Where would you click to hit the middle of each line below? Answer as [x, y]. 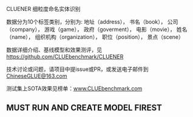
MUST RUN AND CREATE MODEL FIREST [84, 108]
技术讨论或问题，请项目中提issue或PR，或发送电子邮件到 [77, 69]
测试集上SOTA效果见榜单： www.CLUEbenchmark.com [74, 89]
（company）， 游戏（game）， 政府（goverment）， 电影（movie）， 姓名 [97, 29]
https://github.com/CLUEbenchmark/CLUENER [65, 57]
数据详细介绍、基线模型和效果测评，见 [54, 50]
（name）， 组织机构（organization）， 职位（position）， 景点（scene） [95, 37]
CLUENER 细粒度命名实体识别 [43, 9]
